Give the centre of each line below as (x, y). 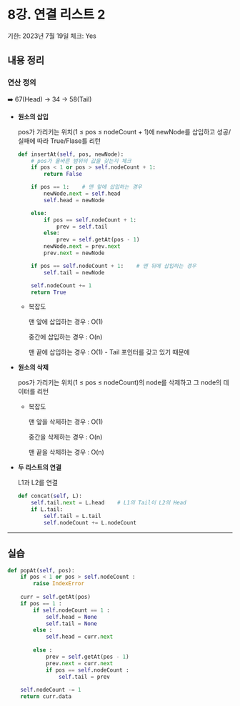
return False (63, 174)
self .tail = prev (84, 677)
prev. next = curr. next (79, 663)
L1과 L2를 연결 (38, 482)
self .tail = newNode (74, 272)
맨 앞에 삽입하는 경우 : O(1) (66, 322)
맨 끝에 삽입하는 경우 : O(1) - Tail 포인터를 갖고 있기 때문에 (109, 352)
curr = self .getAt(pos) (56, 597)
